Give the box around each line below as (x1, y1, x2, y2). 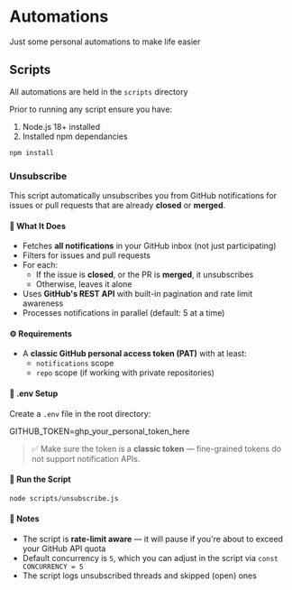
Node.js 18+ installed (22, 121, 101, 132)
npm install (9, 148, 54, 157)
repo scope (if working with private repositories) (35, 367, 214, 378)
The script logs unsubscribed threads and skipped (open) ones (22, 570, 257, 581)
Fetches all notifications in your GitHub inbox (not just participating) (22, 241, 277, 252)
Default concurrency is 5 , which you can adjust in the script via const (22, 552, 279, 563)
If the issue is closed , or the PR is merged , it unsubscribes (35, 269, 254, 281)
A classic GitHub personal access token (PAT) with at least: (22, 348, 247, 359)
